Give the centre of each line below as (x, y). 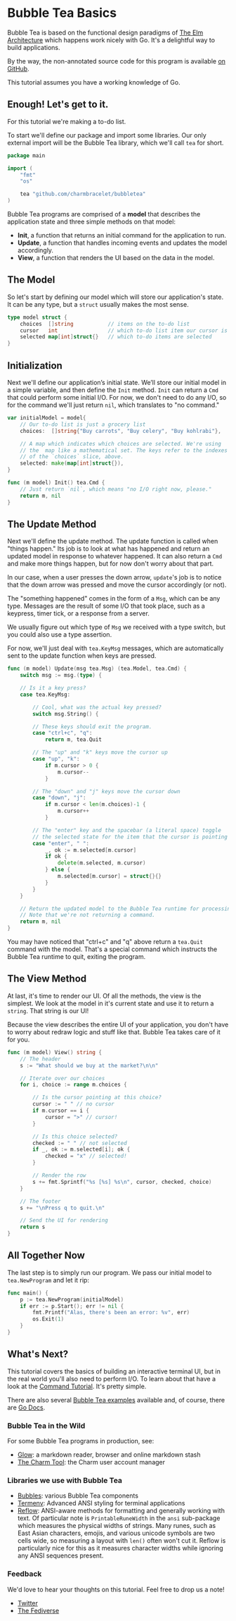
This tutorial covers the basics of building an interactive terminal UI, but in (114, 1371)
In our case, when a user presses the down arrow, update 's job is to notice (114, 577)
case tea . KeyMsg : (45, 695)
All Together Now (46, 1255)
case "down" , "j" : (59, 798)
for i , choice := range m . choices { (74, 1085)
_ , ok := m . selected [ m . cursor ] (91, 850)
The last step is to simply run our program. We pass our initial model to (110, 1272)
